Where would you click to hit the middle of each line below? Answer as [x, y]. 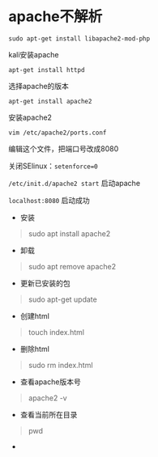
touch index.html [56, 332]
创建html [35, 315]
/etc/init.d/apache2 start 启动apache [74, 183]
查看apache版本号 [50, 382]
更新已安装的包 [45, 283]
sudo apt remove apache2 [72, 266]
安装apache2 [30, 117]
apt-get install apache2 [50, 101]
